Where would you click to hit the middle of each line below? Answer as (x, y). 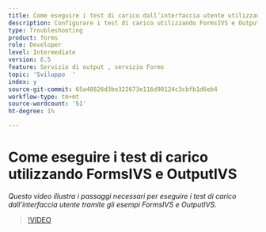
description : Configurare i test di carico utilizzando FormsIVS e (122, 23)
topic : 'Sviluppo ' (42, 74)
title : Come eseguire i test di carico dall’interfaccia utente (116, 15)
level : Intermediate (42, 52)
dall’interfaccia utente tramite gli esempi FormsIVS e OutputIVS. (113, 204)
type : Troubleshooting (46, 30)
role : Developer (35, 45)
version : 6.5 (30, 60)
